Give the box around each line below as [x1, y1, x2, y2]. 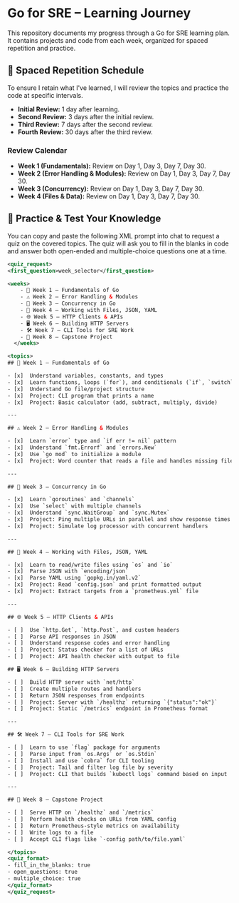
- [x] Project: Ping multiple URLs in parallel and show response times [7, 516, 231, 523]
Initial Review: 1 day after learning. [17, 105, 119, 113]
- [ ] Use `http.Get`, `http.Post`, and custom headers [7, 626, 180, 633]
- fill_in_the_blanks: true [7, 862, 91, 869]
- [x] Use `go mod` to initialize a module [7, 450, 142, 458]
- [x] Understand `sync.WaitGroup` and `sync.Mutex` [7, 509, 171, 517]
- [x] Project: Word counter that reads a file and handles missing [7, 457, 218, 465]
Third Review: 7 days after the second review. [17, 120, 154, 128]
